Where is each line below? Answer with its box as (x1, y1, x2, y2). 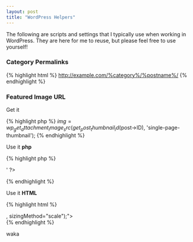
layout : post (6, 8, 39, 15)
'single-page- (146, 124, 180, 131)
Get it (6, 106, 20, 114)
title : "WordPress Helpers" (6, 14, 76, 20)
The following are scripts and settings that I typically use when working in (6, 30, 186, 37)
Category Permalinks (6, 58, 69, 66)
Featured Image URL (6, 93, 66, 101)
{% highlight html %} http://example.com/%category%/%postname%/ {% (6, 71, 188, 78)
